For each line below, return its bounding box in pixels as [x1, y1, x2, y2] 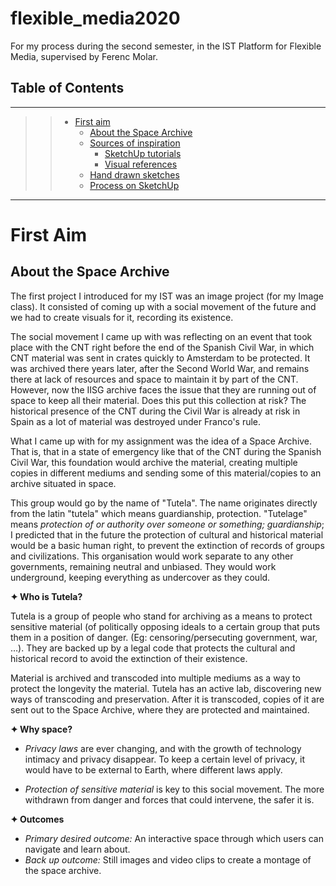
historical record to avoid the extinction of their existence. [10, 652, 248, 664]
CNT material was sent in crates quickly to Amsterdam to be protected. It [10, 352, 311, 364]
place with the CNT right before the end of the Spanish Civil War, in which [10, 341, 315, 353]
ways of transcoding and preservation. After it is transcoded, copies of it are [10, 693, 325, 705]
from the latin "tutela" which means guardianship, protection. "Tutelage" [10, 507, 308, 519]
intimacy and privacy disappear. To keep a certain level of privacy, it [24, 753, 306, 765]
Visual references [104, 158, 178, 170]
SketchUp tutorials [104, 147, 182, 159]
